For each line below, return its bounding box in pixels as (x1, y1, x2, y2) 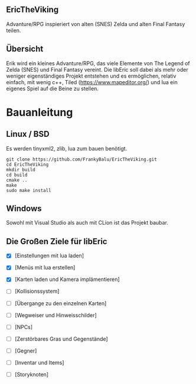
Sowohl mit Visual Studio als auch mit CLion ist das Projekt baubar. (6, 219, 168, 226)
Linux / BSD (6, 129, 50, 139)
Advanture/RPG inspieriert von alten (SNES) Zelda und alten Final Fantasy (6, 20, 185, 27)
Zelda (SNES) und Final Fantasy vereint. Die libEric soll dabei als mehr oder (6, 66, 188, 73)
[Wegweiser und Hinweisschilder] (14, 311, 97, 319)
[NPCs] (14, 323, 33, 331)
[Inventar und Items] (14, 359, 64, 366)
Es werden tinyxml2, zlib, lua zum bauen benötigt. (6, 145, 128, 152)
